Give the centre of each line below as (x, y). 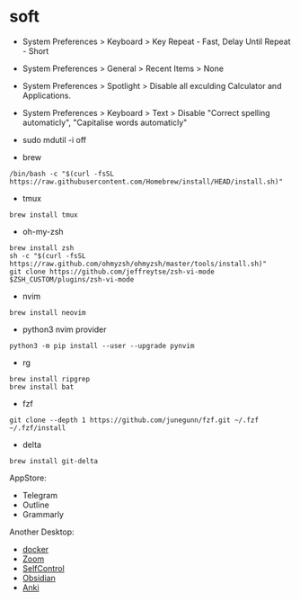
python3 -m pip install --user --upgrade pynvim (102, 345)
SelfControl (43, 568)
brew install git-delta (54, 461)
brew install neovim (48, 312)
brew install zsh (42, 248)
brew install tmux (44, 215)
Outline (35, 505)
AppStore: (28, 478)
